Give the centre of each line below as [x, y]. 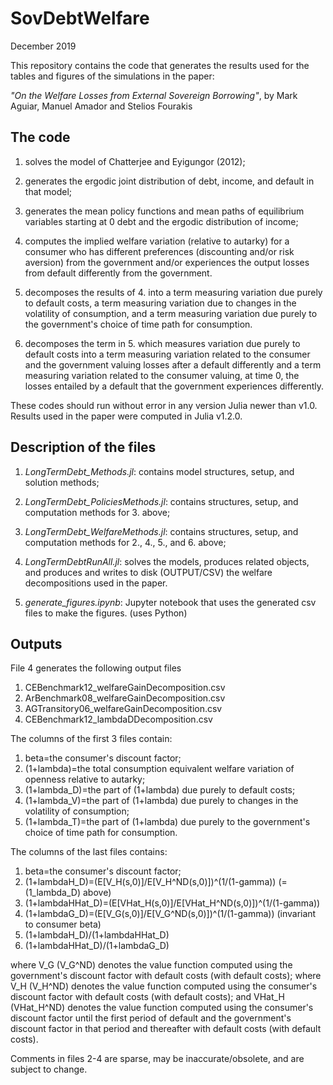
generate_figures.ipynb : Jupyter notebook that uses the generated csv [170, 602]
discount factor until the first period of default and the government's [151, 1018]
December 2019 [43, 46]
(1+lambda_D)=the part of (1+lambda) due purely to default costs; [160, 790]
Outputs [36, 643]
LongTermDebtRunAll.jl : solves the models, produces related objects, [167, 561]
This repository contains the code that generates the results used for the [160, 65]
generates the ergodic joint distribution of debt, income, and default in [169, 181]
